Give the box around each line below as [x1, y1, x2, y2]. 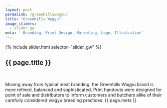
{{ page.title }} [5, 58, 51, 67]
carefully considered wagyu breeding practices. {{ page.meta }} [5, 97, 137, 103]
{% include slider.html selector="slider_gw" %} [5, 44, 102, 50]
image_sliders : [5, 21, 37, 26]
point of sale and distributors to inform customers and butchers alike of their [5, 92, 162, 98]
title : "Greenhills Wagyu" [5, 16, 61, 21]
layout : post [5, 7, 32, 12]
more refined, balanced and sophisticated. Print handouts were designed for [5, 87, 162, 93]
